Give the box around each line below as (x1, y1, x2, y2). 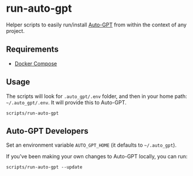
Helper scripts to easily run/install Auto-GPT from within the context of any (6, 21, 187, 28)
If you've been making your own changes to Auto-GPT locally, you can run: (6, 153, 188, 160)
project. (6, 27, 25, 34)
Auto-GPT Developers (6, 126, 89, 136)
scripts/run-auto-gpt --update (6, 164, 83, 170)
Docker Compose (14, 60, 57, 67)
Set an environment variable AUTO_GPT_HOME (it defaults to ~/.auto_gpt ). (6, 141, 177, 148)
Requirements (6, 45, 59, 55)
